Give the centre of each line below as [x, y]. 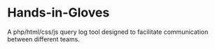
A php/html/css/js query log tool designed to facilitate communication [108, 32]
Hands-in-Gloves [58, 13]
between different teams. [44, 39]
